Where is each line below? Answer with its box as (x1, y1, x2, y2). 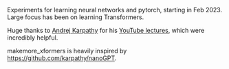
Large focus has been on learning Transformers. (7, 13, 144, 21)
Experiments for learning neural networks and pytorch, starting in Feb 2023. (7, 6, 222, 14)
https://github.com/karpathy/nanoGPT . (7, 54, 117, 62)
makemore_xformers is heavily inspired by (7, 47, 127, 55)
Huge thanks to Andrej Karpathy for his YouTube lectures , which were (7, 27, 205, 34)
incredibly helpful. (7, 33, 58, 42)
